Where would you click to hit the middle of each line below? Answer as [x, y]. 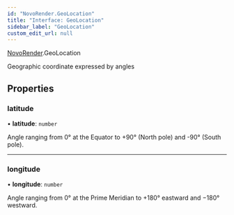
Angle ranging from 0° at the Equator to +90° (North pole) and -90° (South [114, 137]
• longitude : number [35, 184]
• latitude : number [32, 124]
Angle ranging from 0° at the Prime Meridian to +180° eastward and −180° [114, 198]
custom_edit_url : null [40, 33]
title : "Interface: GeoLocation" [56, 20]
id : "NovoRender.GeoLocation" [51, 14]
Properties [31, 88]
